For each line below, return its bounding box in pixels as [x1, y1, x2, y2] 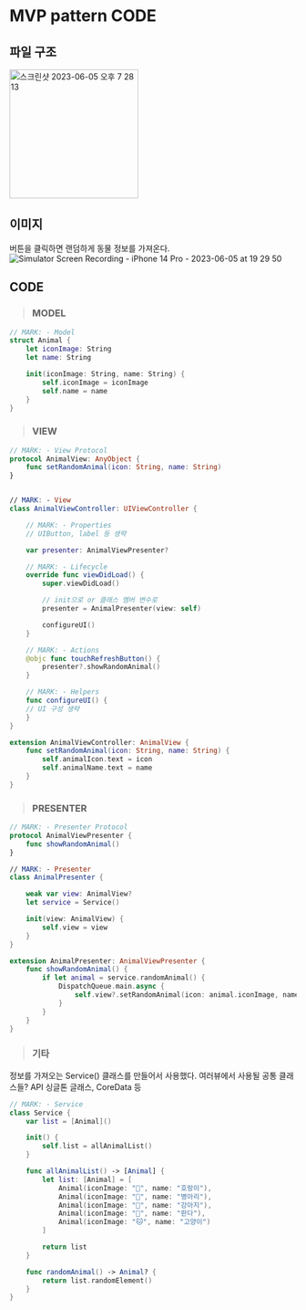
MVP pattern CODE [9, 5, 157, 26]
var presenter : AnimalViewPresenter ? [25, 545, 169, 555]
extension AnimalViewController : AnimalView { [9, 738, 189, 747]
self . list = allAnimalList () [42, 1142, 153, 1151]
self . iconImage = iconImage [42, 378, 148, 387]
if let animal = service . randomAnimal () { [42, 973, 206, 982]
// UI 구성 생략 [25, 704, 80, 713]
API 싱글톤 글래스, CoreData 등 [30, 1081, 142, 1092]
